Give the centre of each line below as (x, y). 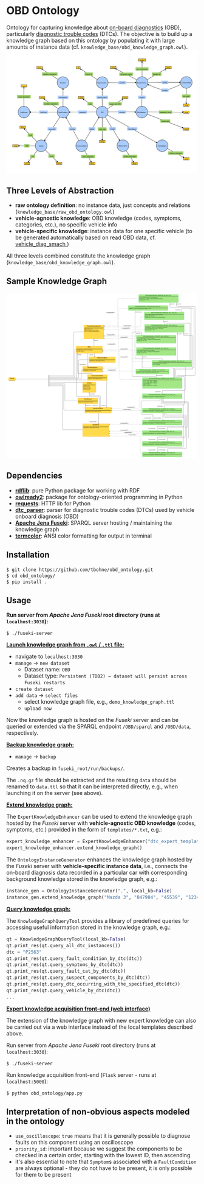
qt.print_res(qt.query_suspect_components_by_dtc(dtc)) (78, 978)
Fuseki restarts (45, 683)
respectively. (22, 733)
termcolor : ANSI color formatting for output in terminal (83, 536)
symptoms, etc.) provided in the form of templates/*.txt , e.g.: (84, 830)
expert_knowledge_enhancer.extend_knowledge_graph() (74, 848)
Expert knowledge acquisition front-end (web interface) (78, 1009)
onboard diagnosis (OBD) (47, 516)
